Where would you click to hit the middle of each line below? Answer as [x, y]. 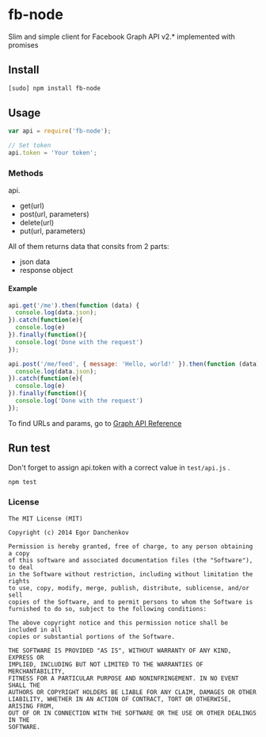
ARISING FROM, [32, 706]
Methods [26, 173]
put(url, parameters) [52, 231]
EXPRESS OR [26, 657]
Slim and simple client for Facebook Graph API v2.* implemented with [122, 36]
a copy [19, 553]
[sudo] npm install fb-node [55, 88]
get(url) [32, 206]
